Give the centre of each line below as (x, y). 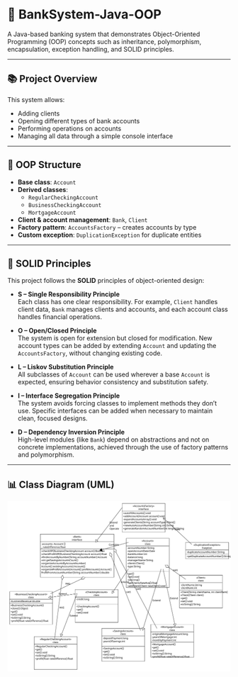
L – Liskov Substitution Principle (66, 367)
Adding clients (39, 113)
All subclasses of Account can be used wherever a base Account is (114, 374)
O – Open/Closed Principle (57, 331)
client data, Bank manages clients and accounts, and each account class (123, 309)
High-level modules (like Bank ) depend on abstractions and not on (113, 440)
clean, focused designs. (52, 418)
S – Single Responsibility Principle (69, 294)
